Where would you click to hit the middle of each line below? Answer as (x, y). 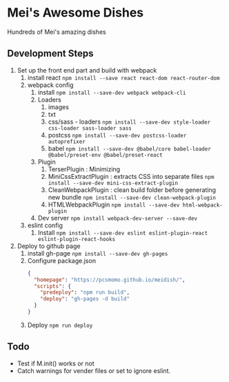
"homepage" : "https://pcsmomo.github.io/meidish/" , (109, 280)
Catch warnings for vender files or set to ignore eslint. (94, 370)
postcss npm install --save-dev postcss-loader (117, 135)
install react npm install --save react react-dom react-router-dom (123, 77)
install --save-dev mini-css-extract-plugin (113, 183)
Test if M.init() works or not (56, 363)
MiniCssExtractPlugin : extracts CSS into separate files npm (131, 176)
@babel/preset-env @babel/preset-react (106, 155)
